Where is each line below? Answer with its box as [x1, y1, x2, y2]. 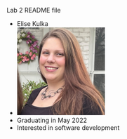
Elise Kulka [16, 20, 48, 27]
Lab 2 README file [6, 6, 61, 14]
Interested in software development [16, 124, 120, 132]
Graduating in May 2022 [16, 116, 88, 124]
